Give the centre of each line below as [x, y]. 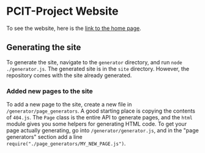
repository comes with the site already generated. [69, 75]
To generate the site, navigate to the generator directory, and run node [94, 62]
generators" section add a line [44, 137]
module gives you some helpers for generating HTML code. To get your [97, 124]
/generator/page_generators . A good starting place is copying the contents [101, 111]
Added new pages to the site [50, 91]
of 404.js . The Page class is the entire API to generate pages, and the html [99, 118]
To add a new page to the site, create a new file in [69, 105]
